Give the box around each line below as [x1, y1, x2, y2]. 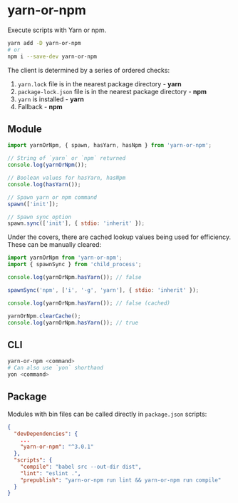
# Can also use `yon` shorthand [7, 365, 103, 372]
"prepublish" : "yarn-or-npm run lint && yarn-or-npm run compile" [20, 477, 222, 484]
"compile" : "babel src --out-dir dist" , [20, 463, 142, 470]
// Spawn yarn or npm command [7, 193, 98, 201]
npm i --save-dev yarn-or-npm [7, 53, 98, 60]
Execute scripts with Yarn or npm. [7, 26, 107, 34]
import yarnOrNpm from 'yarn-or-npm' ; [7, 254, 123, 262]
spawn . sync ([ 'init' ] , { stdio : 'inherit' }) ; [7, 220, 145, 227]
